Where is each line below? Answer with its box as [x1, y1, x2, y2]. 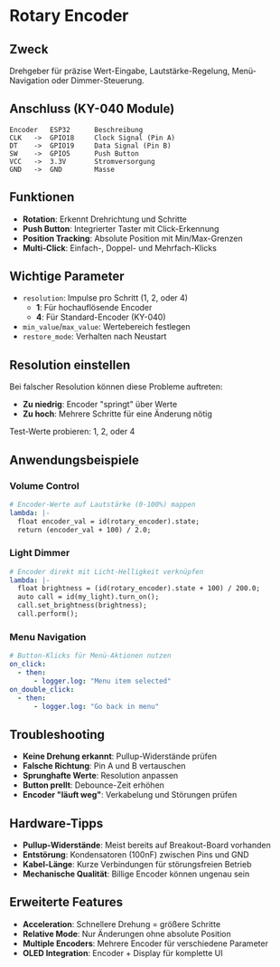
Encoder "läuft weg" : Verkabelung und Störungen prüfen [22, 790, 238, 800]
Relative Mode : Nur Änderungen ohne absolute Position [22, 928, 232, 939]
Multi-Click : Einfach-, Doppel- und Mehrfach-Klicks [22, 242, 217, 254]
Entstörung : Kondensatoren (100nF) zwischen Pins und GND [22, 849, 250, 860]
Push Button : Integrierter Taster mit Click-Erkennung [22, 223, 219, 234]
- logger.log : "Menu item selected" [33, 676, 172, 685]
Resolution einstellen [9, 357, 131, 372]
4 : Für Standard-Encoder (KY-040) [35, 311, 166, 322]
